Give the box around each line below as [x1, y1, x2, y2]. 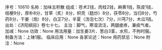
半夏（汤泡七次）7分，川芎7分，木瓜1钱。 [72, 16, 156, 22]
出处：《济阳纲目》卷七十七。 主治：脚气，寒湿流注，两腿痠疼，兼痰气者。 [5, 22, 153, 28]
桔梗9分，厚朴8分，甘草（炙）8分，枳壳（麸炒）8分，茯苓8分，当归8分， [5, 10, 153, 16]
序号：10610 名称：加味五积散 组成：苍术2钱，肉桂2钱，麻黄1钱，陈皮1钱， [5, 4, 156, 10]
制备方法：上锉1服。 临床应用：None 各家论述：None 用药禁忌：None [5, 34, 145, 40]
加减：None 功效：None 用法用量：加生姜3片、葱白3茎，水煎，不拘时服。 [5, 28, 154, 34]
